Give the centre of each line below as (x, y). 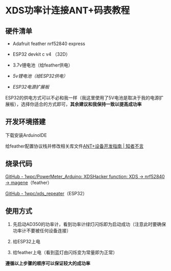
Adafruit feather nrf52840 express (49, 44)
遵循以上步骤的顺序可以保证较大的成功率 (48, 263)
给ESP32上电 (27, 242)
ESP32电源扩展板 (31, 87)
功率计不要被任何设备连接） (42, 231)
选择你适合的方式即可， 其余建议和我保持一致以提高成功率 (81, 104)
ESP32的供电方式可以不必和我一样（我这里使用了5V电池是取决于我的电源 (82, 98)
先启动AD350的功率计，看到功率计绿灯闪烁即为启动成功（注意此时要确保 (89, 224)
